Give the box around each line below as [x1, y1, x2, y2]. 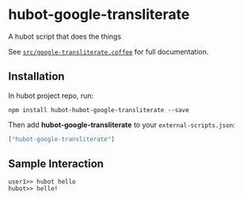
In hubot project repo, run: [8, 91, 94, 100]
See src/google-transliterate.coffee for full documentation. [8, 47, 209, 56]
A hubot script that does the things [8, 32, 122, 41]
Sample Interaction [8, 157, 104, 171]
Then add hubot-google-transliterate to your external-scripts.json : [8, 120, 236, 130]
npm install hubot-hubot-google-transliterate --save [8, 106, 190, 114]
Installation [8, 69, 65, 84]
